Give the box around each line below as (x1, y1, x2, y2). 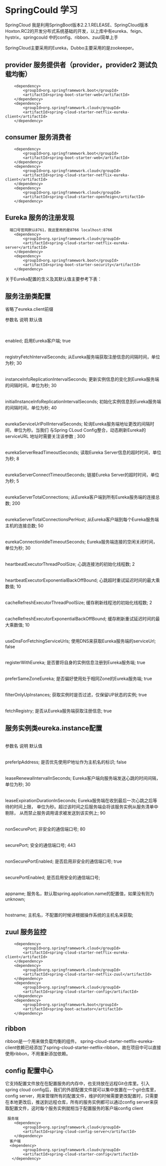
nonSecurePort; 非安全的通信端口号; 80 (5, 826, 86, 832)
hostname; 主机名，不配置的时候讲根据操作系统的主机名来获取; (5, 912, 134, 918)
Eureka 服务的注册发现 (5, 213, 74, 221)
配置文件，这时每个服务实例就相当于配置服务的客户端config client (9, 1105, 144, 1111)
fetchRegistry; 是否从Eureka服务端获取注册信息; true (5, 708, 112, 714)
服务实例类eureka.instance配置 (5, 724, 103, 732)
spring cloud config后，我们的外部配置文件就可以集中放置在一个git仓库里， (5, 1087, 159, 1093)
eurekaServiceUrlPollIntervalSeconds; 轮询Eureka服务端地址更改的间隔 (5, 421, 150, 427)
